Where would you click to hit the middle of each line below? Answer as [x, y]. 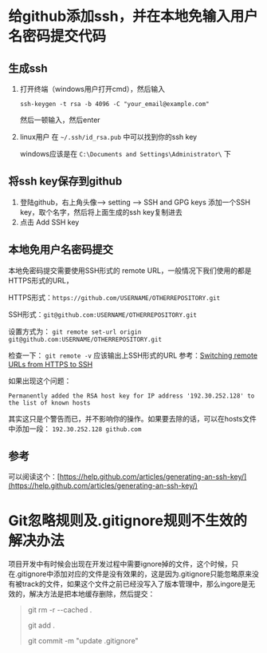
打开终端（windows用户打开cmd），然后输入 [92, 89]
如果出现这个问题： [40, 381]
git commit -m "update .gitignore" [83, 641]
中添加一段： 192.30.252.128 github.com [75, 429]
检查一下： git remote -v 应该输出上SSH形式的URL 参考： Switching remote [133, 355]
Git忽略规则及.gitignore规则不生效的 [128, 520]
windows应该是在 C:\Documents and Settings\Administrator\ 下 [125, 154]
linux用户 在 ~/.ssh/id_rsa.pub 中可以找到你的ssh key [108, 137]
